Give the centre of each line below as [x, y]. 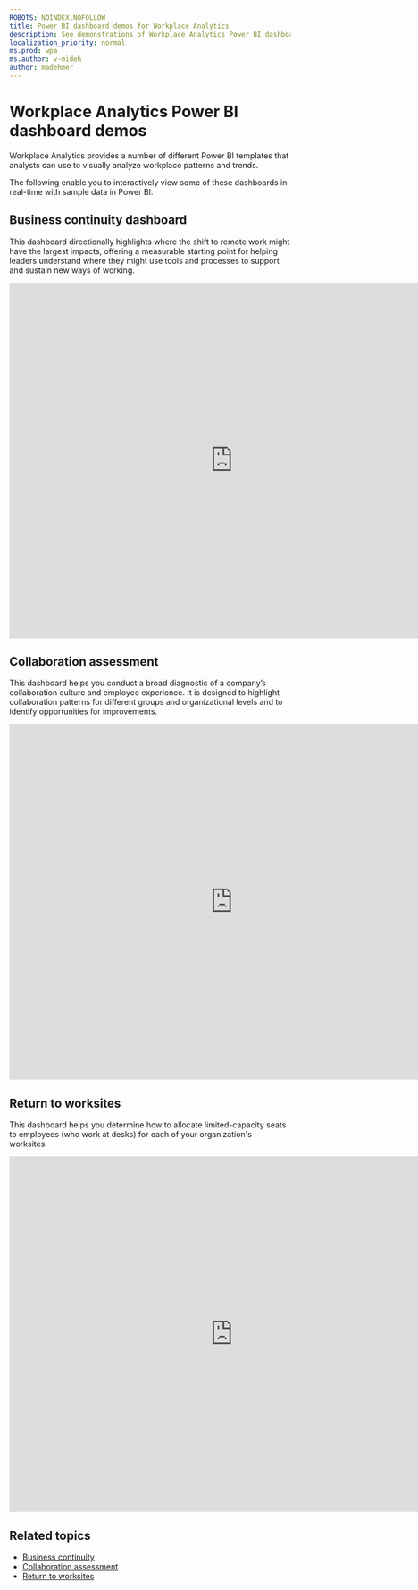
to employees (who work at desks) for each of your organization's [131, 1135]
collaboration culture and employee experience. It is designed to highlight [144, 693]
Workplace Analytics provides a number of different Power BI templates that [149, 155]
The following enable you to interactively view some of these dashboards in [148, 182]
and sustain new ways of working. [72, 270]
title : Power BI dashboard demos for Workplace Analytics [119, 26]
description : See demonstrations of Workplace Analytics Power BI [135, 34]
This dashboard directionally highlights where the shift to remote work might [150, 242]
